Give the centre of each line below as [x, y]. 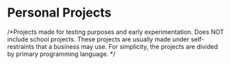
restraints [21, 46]
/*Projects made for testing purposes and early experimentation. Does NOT [116, 32]
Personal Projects [59, 13]
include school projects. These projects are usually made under [98, 39]
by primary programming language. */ [62, 54]
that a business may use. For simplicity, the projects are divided [127, 46]
